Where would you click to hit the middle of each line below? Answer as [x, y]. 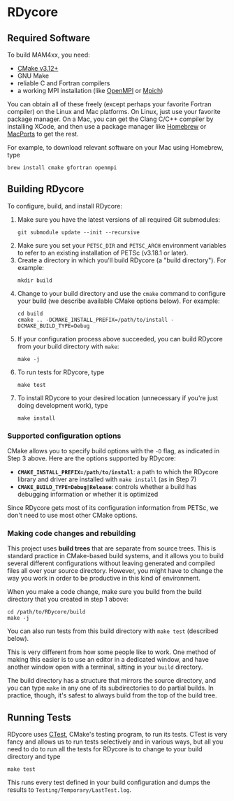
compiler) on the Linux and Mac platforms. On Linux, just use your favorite [114, 112]
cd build [30, 313]
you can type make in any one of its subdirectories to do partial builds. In [111, 688]
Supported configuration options [64, 436]
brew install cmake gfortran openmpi [62, 168]
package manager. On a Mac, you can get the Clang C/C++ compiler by [110, 119]
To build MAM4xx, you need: [49, 55]
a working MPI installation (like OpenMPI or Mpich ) [90, 91]
